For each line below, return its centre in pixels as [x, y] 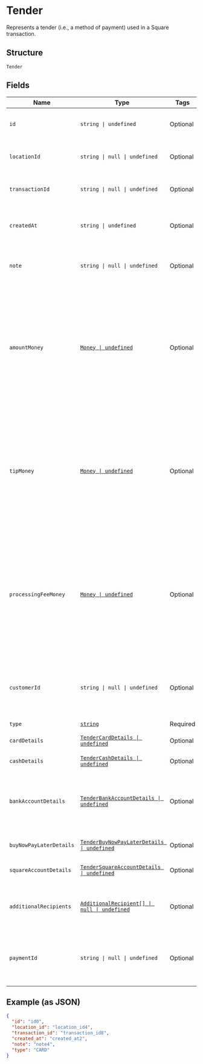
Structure [25, 53]
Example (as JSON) [43, 1002]
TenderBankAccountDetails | [121, 798]
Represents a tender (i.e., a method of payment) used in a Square [88, 27]
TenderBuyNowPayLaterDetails [122, 842]
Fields [18, 85]
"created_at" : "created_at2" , [50, 1039]
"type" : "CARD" [31, 1050]
